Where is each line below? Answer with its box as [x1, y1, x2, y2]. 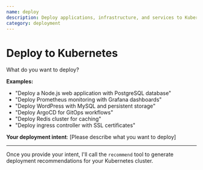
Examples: [6, 78, 33, 85]
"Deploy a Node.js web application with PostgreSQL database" [14, 90, 172, 97]
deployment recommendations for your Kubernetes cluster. [6, 157, 153, 165]
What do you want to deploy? [6, 66, 80, 73]
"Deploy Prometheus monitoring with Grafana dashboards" [14, 96, 162, 103]
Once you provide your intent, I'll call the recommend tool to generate [6, 151, 174, 158]
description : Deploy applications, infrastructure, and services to [6, 15, 182, 21]
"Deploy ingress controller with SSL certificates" [14, 122, 136, 129]
